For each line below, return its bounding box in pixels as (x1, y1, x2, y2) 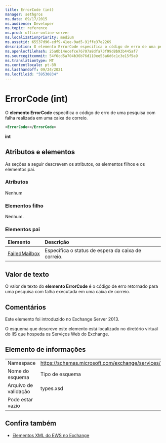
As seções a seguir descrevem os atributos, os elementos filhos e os (5, 161, 145, 167)
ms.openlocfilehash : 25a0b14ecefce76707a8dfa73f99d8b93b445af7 (5, 49, 138, 54)
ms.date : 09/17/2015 (5, 16, 48, 21)
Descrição (44, 239, 69, 246)
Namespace (7, 359, 36, 366)
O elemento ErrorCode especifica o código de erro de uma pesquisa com (5, 110, 156, 116)
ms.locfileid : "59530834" (5, 72, 58, 77)
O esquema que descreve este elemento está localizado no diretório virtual (5, 326, 158, 332)
